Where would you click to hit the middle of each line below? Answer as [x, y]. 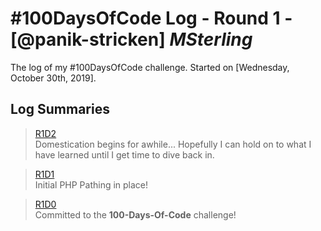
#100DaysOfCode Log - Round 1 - [151, 18]
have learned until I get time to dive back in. [124, 154]
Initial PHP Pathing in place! [91, 184]
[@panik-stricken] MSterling [131, 39]
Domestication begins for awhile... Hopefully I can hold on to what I [173, 144]
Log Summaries [60, 109]
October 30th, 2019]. [53, 78]
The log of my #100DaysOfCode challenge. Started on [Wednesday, [150, 67]
